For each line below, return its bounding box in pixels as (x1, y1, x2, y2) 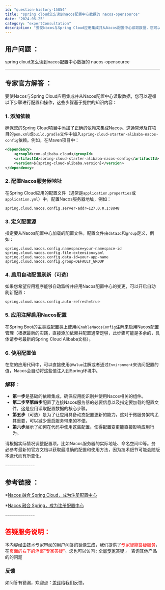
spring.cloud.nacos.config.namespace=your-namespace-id (5, 246, 122, 251)
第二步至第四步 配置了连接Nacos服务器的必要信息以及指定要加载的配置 (12, 399, 155, 405)
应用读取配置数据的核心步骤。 (29, 406, 90, 412)
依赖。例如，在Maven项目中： (18, 137, 80, 143)
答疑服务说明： (5, 528, 51, 536)
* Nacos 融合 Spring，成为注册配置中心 (5, 503, 84, 508)
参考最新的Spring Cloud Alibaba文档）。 (13, 336, 93, 342)
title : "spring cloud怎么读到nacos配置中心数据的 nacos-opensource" (5, 12, 140, 17)
